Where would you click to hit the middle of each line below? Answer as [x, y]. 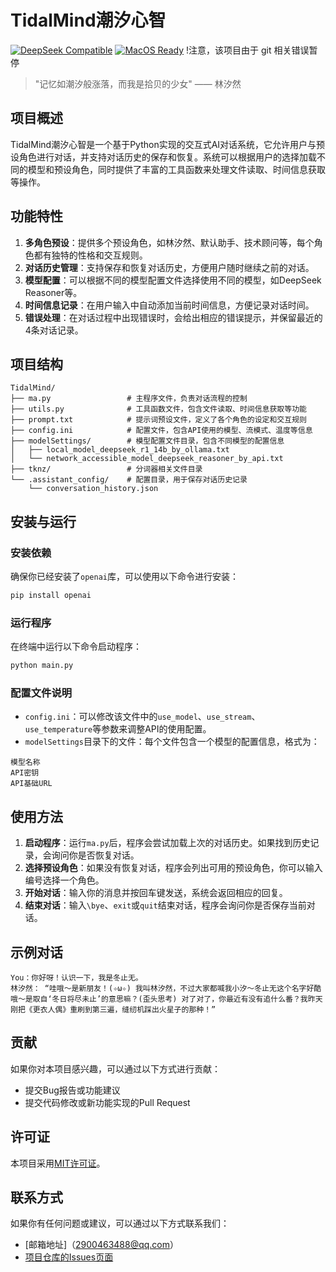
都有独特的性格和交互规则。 [90, 255]
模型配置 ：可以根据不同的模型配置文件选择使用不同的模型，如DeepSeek [173, 280]
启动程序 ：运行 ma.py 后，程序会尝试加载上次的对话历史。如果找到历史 [167, 843]
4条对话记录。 [54, 330]
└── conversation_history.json [93, 489]
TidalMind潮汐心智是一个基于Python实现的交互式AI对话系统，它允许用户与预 [168, 144]
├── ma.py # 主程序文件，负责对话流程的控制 [129, 399]
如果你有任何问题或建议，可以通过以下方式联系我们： [120, 1223]
